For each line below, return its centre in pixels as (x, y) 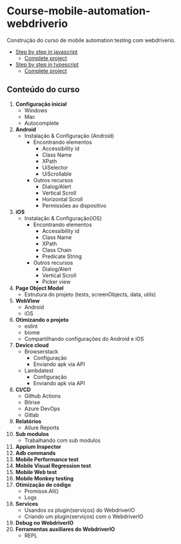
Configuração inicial (41, 104)
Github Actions (43, 396)
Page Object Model (40, 288)
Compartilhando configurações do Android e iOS (84, 339)
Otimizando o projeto (42, 319)
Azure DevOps (42, 408)
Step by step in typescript (47, 64)
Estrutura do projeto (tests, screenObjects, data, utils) (90, 294)
